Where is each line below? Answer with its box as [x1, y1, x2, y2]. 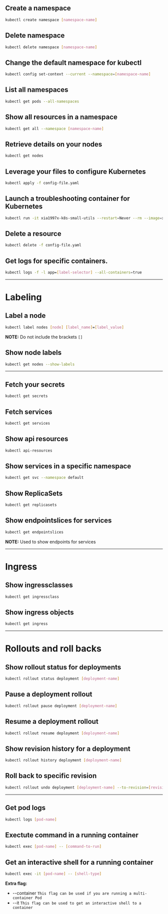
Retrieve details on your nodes [5, 140, 102, 149]
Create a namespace [5, 4, 71, 13]
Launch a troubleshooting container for [5, 194, 130, 203]
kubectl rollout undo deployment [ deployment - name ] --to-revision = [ [5, 785, 151, 790]
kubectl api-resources [5, 448, 52, 453]
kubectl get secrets [5, 394, 48, 399]
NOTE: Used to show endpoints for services [5, 539, 96, 545]
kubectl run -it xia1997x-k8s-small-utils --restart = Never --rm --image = [5, 215, 162, 220]
